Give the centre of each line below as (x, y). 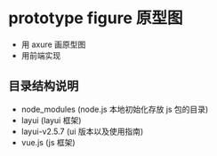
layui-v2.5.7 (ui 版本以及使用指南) (82, 131)
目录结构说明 (44, 86)
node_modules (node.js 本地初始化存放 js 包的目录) (115, 109)
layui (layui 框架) (51, 120)
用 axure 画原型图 (53, 44)
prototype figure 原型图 (96, 18)
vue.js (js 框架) (48, 142)
